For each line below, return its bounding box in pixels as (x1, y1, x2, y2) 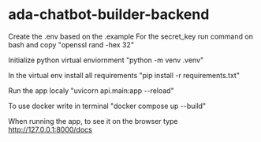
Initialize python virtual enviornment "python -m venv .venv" (8, 55, 204, 65)
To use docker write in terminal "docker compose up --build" (8, 101, 207, 110)
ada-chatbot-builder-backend (8, 6, 210, 24)
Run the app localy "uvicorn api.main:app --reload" (8, 85, 175, 95)
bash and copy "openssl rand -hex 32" (8, 39, 134, 49)
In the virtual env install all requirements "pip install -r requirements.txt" (8, 70, 240, 80)
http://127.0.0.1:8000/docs (8, 125, 92, 134)
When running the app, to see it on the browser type (8, 116, 178, 125)
